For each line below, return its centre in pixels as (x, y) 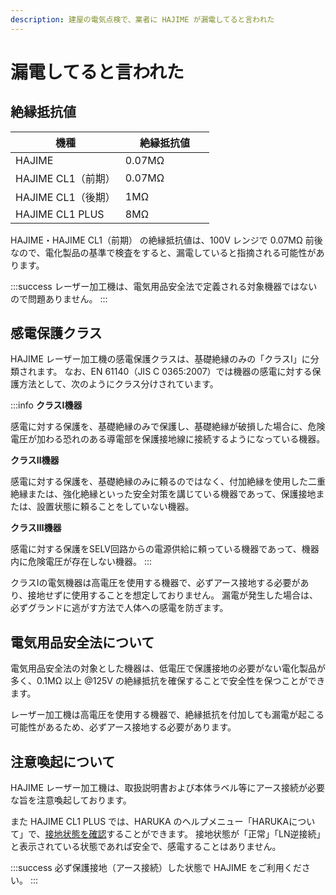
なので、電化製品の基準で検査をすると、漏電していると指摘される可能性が (163, 252)
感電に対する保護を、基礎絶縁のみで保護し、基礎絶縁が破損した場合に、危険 (168, 427)
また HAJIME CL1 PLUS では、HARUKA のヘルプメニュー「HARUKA (150, 822)
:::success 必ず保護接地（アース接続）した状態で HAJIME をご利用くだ (156, 868)
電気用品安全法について (82, 642)
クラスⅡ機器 (35, 460)
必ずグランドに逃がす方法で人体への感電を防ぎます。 (119, 608)
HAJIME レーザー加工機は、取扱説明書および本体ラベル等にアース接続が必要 (167, 788)
